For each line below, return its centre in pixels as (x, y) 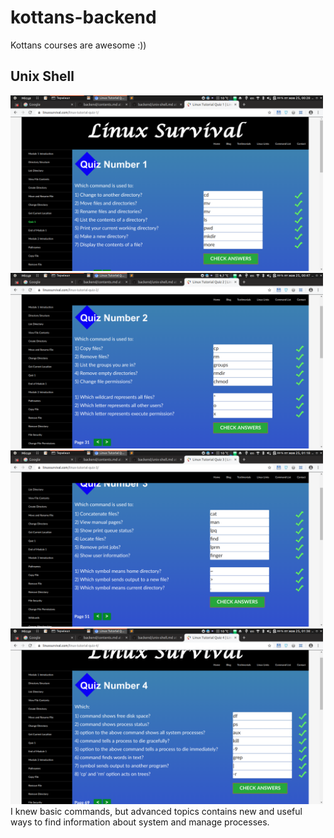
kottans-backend (83, 17)
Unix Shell (42, 76)
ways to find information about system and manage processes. (140, 822)
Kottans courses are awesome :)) (78, 45)
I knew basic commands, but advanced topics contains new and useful (156, 811)
